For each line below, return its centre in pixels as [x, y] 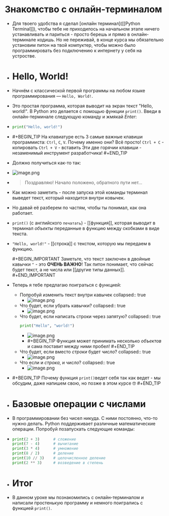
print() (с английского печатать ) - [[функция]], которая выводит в [84, 223]
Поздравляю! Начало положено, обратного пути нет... [83, 182]
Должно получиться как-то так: [47, 163]
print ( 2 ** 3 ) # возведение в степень [58, 463]
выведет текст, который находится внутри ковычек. [68, 197]
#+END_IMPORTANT [34, 275]
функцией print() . [32, 508]
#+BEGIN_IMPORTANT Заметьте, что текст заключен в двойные [81, 259]
